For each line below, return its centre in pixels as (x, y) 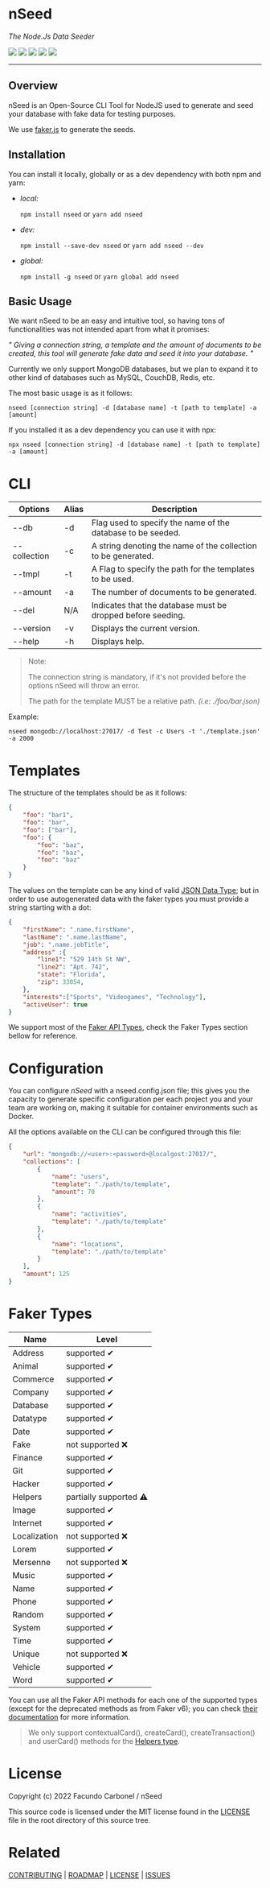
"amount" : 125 (46, 1274)
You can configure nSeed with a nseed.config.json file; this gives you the (129, 1091)
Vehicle (27, 1667)
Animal (25, 1365)
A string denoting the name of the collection (174, 546)
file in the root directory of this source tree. (80, 1820)
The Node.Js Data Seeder (51, 36)
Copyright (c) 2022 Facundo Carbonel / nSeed (85, 1795)
